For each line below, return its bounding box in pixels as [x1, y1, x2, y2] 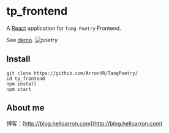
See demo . [6, 36, 34, 43]
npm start [6, 86, 32, 92]
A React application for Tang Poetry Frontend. [6, 24, 121, 32]
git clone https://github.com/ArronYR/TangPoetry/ [6, 70, 138, 76]
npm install [6, 81, 37, 87]
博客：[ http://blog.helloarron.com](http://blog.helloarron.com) [6, 120, 163, 127]
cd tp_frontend [6, 75, 45, 82]
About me [6, 102, 45, 113]
